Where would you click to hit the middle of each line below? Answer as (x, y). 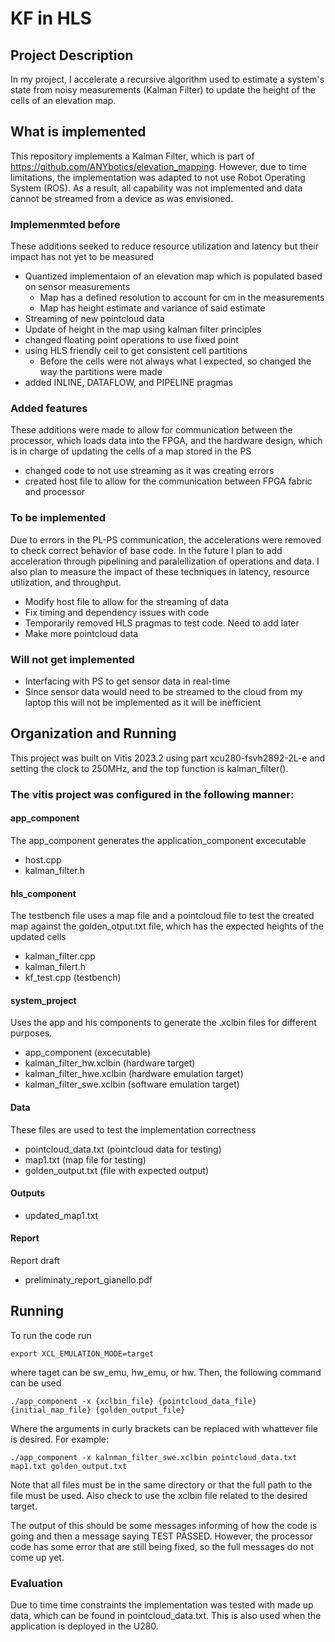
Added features (49, 409)
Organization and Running (93, 733)
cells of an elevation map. (63, 100)
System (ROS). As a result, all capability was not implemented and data (156, 188)
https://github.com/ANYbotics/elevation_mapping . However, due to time (158, 166)
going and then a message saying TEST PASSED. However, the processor (161, 1536)
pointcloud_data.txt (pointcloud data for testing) (123, 1149)
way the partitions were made (101, 372)
